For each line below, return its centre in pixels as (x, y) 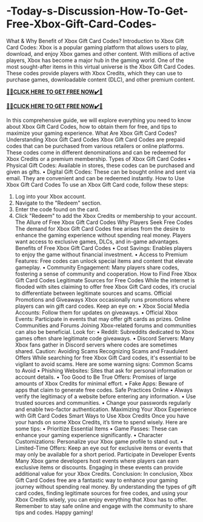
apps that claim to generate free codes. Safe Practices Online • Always (104, 390)
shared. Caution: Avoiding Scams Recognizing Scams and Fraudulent (101, 351)
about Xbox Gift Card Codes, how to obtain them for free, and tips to (92, 126)
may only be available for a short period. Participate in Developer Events (105, 454)
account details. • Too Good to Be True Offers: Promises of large (96, 377)
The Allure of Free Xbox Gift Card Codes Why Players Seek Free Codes (104, 222)
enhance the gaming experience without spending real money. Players (103, 235)
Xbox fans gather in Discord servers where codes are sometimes (96, 345)
